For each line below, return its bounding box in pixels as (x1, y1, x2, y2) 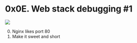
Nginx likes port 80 (12, 28, 50, 34)
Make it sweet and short (12, 33, 61, 39)
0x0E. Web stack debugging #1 (5, 3, 133, 14)
